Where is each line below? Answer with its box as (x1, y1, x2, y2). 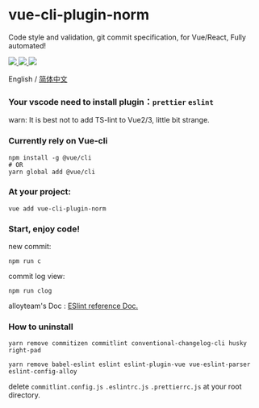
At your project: (8, 186, 71, 198)
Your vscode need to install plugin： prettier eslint (8, 96, 214, 107)
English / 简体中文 (8, 74, 68, 84)
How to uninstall (8, 321, 74, 332)
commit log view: (8, 272, 65, 281)
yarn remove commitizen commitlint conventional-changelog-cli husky (8, 339, 248, 348)
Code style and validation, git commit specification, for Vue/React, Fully (8, 32, 246, 42)
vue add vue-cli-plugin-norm (8, 204, 107, 213)
